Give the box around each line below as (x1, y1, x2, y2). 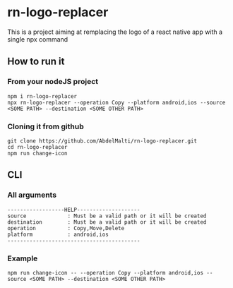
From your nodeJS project (7, 77, 99, 87)
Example (7, 253, 38, 263)
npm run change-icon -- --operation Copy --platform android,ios (7, 269, 203, 276)
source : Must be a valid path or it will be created (7, 212, 207, 220)
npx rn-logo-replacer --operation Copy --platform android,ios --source (7, 99, 226, 106)
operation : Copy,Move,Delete (7, 224, 125, 232)
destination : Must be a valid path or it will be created (7, 218, 207, 226)
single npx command (7, 35, 68, 43)
